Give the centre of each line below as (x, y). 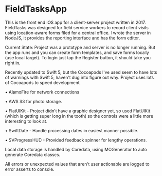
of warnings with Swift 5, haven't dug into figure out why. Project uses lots (80, 77)
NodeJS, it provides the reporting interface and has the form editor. (72, 38)
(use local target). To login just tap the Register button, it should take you (78, 57)
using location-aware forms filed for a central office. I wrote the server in (78, 33)
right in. (13, 63)
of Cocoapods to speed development (42, 82)
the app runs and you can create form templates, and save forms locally (77, 53)
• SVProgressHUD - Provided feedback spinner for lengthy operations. (76, 140)
